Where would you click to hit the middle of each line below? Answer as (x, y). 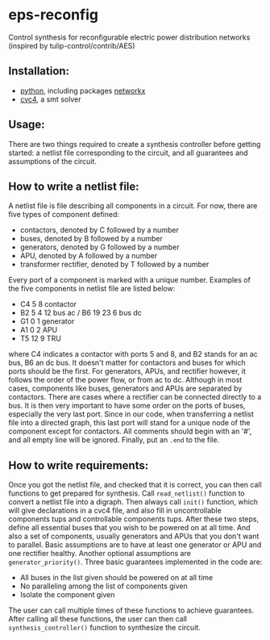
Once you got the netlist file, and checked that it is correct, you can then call (135, 485)
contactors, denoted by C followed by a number (99, 230)
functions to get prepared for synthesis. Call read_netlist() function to (127, 493)
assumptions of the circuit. (52, 161)
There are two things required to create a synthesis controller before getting (135, 144)
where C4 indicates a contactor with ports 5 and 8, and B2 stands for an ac (133, 354)
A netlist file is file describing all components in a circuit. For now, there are (133, 206)
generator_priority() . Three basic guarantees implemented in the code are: (135, 562)
